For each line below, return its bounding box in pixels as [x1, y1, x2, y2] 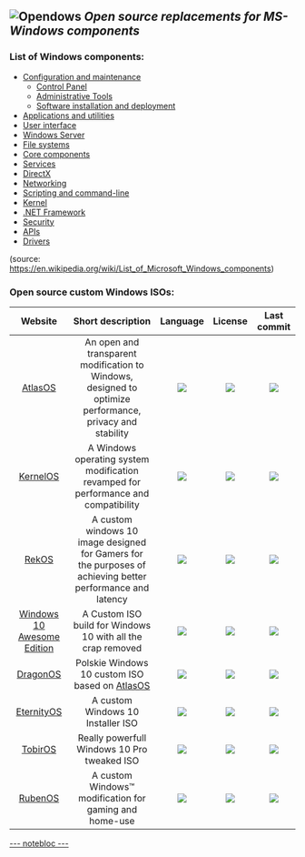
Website [20, 315, 57, 328]
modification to [80, 358, 144, 371]
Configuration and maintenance [22, 71, 142, 82]
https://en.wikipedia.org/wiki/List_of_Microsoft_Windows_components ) [9, 263, 275, 274]
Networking [22, 177, 67, 188]
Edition [24, 641, 54, 654]
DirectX [22, 167, 52, 178]
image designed [77, 536, 147, 549]
